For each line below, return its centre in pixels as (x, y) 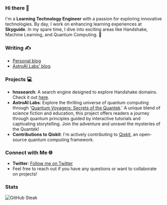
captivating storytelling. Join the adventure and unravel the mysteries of (86, 124)
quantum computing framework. (61, 140)
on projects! (25, 174)
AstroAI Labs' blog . (32, 66)
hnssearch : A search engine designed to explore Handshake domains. (85, 92)
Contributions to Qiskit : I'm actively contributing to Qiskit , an (75, 134)
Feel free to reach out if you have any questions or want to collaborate (84, 169)
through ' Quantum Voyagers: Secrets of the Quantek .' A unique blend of (86, 108)
